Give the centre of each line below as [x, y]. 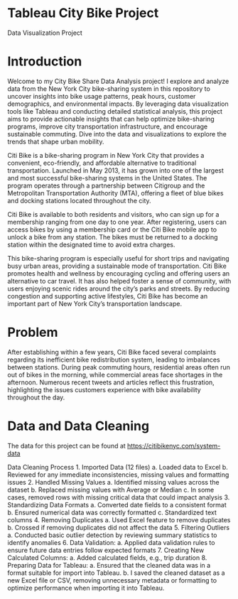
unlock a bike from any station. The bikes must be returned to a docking [113, 237]
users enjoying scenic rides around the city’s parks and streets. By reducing [118, 288]
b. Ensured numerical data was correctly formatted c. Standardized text [112, 512]
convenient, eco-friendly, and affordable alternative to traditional [102, 163]
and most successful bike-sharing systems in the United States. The [107, 178]
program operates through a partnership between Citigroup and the [106, 185]
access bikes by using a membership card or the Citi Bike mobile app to [112, 230]
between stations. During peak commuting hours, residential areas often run [119, 367]
